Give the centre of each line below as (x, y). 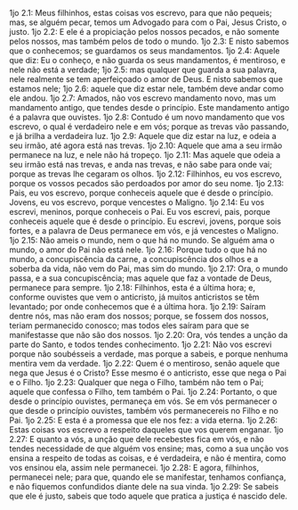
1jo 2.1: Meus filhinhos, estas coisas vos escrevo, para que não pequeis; (141, 13)
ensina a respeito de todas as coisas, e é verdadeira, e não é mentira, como (148, 458)
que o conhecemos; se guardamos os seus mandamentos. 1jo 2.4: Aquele (145, 51)
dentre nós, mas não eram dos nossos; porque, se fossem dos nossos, (139, 316)
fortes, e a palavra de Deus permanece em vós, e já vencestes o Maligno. (144, 230)
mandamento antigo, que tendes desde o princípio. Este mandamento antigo (149, 107)
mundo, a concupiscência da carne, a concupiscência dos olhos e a (134, 259)
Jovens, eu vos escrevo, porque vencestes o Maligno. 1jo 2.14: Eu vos (137, 202)
